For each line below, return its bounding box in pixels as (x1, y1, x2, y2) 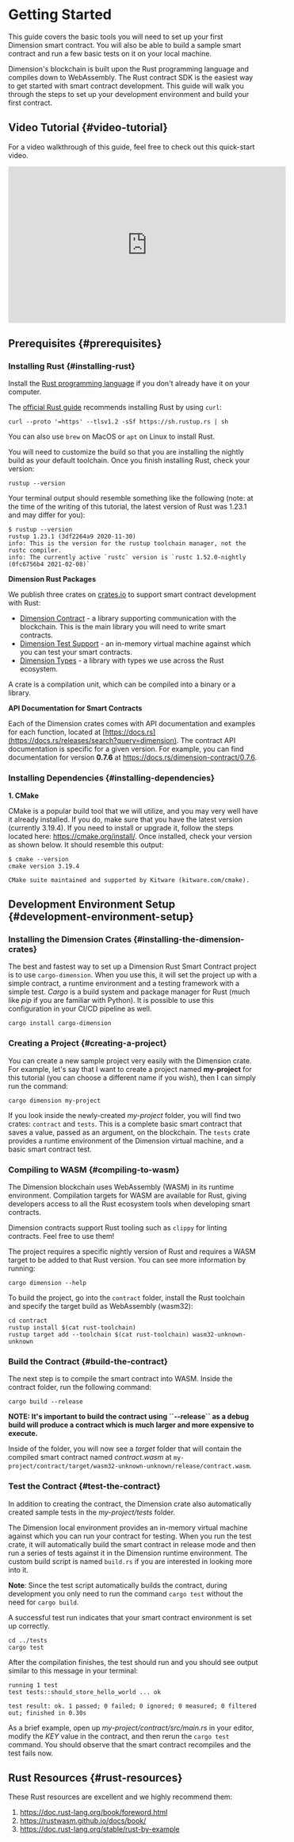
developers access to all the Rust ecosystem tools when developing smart (8, 1199, 250, 1209)
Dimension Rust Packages (8, 575, 97, 584)
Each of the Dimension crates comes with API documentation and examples (8, 719, 256, 729)
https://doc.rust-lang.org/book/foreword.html (19, 1808, 168, 1817)
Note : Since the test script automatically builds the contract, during (8, 1580, 227, 1590)
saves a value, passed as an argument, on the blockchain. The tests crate (8, 1127, 250, 1137)
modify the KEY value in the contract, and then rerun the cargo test (8, 1731, 230, 1741)
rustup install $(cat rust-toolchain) (8, 1324, 136, 1332)
